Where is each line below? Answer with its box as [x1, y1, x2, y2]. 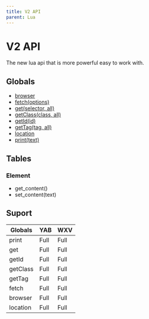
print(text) [14, 136, 40, 143]
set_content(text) [14, 191, 57, 198]
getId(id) [14, 117, 36, 125]
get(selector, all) [14, 105, 55, 112]
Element [6, 171, 31, 180]
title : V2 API [6, 8, 41, 15]
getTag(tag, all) [14, 124, 52, 131]
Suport [6, 208, 33, 218]
